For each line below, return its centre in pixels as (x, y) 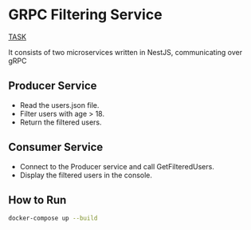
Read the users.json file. (59, 105)
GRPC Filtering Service (85, 15)
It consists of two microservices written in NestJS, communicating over (125, 52)
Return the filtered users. (61, 122)
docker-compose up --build (53, 218)
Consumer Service (56, 147)
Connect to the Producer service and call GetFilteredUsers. (117, 166)
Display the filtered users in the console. (86, 175)
